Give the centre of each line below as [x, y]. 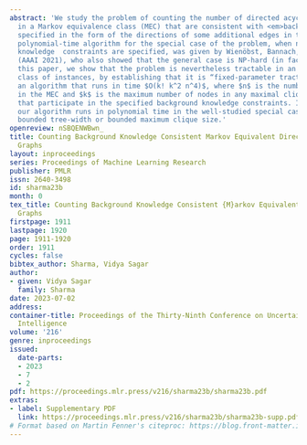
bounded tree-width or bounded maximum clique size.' [122, 120]
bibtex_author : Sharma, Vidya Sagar [79, 265]
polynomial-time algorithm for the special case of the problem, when [155, 43]
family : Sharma [47, 290]
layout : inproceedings [53, 154]
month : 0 [26, 196]
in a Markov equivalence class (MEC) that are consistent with [140, 26]
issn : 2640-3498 [40, 179]
